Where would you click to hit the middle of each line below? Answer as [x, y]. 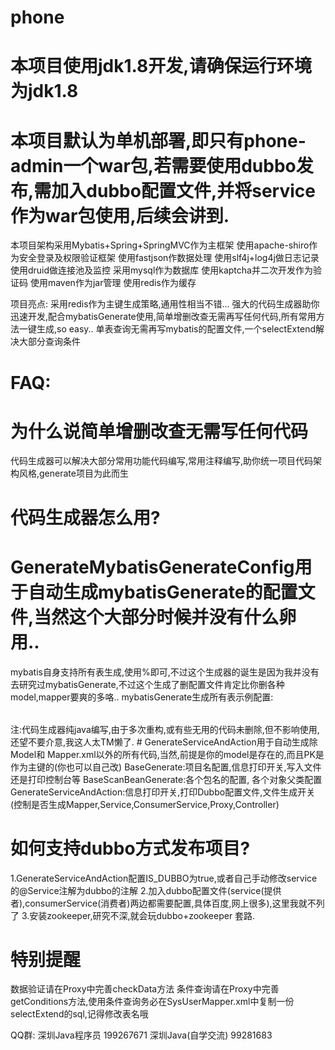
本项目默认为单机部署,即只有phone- [158, 140]
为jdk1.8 [44, 91]
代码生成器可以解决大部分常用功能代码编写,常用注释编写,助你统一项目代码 [162, 461]
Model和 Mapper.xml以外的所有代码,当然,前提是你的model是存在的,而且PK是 [167, 754]
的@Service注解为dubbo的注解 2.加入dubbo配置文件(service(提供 [146, 890]
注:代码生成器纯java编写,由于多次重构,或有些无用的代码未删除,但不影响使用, [165, 729]
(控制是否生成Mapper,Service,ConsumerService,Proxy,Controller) [145, 804]
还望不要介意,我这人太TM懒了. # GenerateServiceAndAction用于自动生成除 [164, 742]
